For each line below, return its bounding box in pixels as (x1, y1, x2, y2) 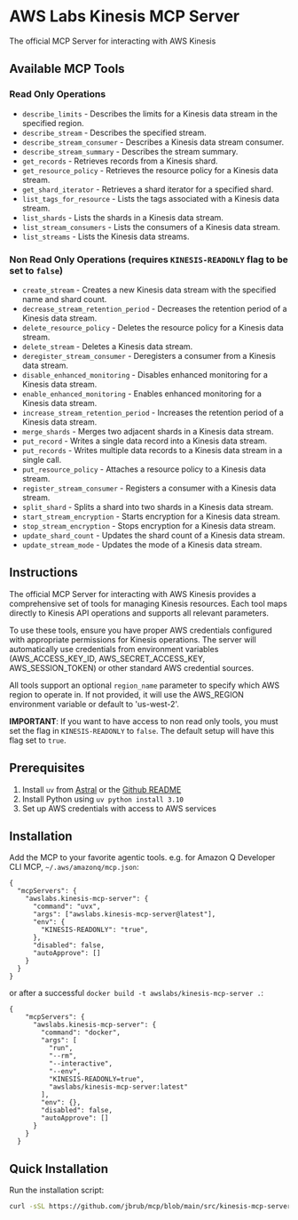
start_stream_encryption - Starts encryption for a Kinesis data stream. (21, 511, 281, 522)
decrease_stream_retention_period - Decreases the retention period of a (21, 303, 287, 314)
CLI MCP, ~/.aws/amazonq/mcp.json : (9, 862, 139, 873)
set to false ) (9, 264, 64, 276)
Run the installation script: (9, 1184, 105, 1196)
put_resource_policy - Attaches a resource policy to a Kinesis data (21, 464, 266, 474)
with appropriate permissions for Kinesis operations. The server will (9, 634, 257, 645)
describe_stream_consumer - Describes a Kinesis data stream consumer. (21, 136, 285, 148)
